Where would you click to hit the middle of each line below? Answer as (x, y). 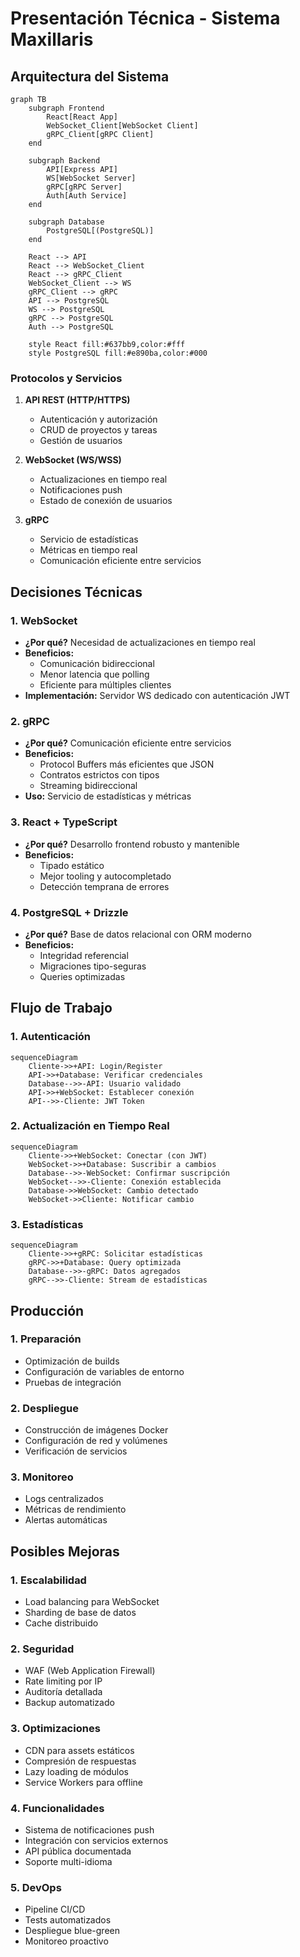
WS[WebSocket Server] (91, 178)
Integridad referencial (84, 955)
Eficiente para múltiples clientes (105, 684)
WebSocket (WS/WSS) (73, 460)
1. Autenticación (51, 1037)
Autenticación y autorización (98, 419)
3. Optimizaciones (55, 1729)
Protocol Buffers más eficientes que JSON (127, 764)
